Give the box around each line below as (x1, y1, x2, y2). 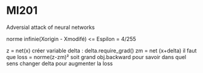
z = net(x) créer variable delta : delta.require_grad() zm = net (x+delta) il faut (6, 46, 197, 54)
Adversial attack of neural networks (6, 24, 95, 31)
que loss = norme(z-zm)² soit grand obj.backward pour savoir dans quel (6, 53, 186, 60)
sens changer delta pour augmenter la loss (6, 60, 113, 67)
